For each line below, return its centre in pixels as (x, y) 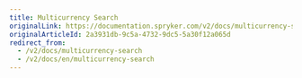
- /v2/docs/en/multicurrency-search (86, 59)
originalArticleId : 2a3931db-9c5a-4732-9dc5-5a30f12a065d (120, 34)
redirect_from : (38, 43)
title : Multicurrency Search (64, 17)
